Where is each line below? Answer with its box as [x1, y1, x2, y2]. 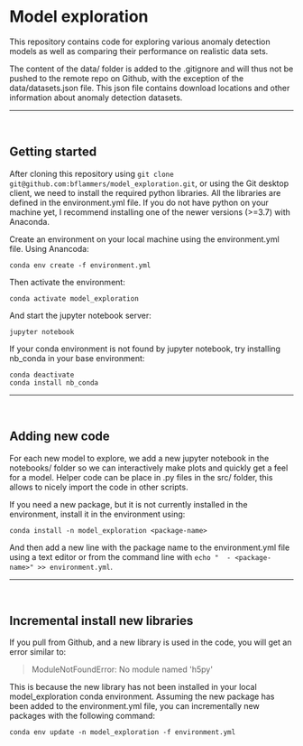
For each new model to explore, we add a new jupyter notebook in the [9, 452, 270, 463]
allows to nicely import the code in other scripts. [9, 481, 188, 492]
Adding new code [9, 429, 110, 444]
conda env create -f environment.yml [9, 260, 151, 270]
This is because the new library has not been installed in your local [9, 682, 257, 693]
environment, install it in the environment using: [9, 508, 186, 519]
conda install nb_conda [9, 378, 99, 387]
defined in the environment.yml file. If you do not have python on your [9, 197, 269, 208]
